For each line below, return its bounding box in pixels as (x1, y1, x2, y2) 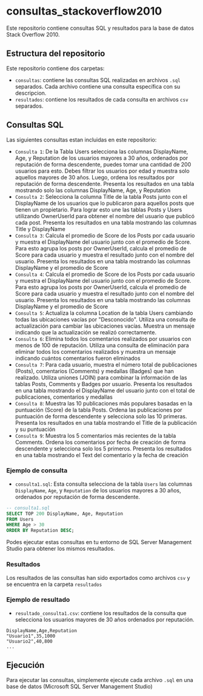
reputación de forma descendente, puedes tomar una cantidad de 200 (15, 160, 191, 168)
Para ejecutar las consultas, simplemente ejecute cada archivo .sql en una (6, 676, 194, 683)
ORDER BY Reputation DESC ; (6, 528, 75, 534)
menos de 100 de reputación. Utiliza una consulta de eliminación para (15, 342, 189, 349)
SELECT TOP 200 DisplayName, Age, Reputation (6, 511, 123, 517)
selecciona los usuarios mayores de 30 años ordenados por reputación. (15, 616, 195, 623)
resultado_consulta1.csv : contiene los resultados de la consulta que (15, 609, 187, 616)
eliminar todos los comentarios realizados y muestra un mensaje (15, 348, 176, 355)
